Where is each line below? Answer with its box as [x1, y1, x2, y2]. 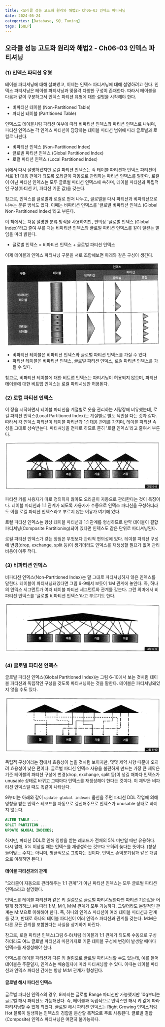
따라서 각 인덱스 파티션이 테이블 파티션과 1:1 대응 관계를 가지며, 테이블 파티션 [5, 419, 152, 425]
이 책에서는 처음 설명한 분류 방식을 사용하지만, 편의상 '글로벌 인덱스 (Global [5, 218, 150, 225]
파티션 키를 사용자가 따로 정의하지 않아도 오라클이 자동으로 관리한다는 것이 [5, 496, 147, 502]
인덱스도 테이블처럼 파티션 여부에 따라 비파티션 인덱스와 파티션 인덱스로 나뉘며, [5, 121, 157, 127]
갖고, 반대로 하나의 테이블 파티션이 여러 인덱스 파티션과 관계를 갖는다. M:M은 [10, 915, 157, 921]
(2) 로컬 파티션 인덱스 [5, 394, 53, 401]
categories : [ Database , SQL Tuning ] [5, 18, 80, 23]
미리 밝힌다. [14, 231, 37, 237]
